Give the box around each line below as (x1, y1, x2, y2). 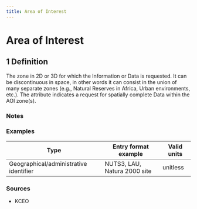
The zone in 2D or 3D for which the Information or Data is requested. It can (6, 72, 187, 79)
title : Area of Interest (6, 8, 67, 15)
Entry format (112, 142, 150, 151)
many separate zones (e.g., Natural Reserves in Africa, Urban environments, (6, 85, 191, 92)
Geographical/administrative (9, 159, 87, 168)
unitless (162, 163, 184, 171)
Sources (6, 184, 30, 193)
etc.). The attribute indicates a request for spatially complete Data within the (6, 91, 190, 98)
